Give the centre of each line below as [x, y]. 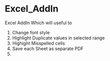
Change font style [31, 32]
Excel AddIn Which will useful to [38, 23]
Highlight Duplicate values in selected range [58, 38]
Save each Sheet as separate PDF [48, 48]
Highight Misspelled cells [38, 43]
